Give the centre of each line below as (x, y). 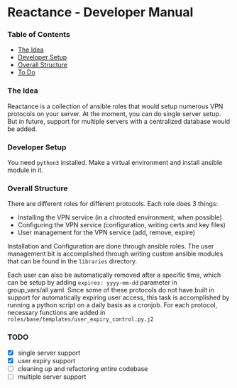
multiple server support (52, 377)
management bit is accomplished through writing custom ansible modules (115, 254)
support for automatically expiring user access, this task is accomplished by (118, 297)
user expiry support (46, 360)
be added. (22, 129)
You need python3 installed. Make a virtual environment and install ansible (115, 163)
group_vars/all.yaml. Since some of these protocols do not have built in (111, 290)
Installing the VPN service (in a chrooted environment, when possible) (120, 217)
